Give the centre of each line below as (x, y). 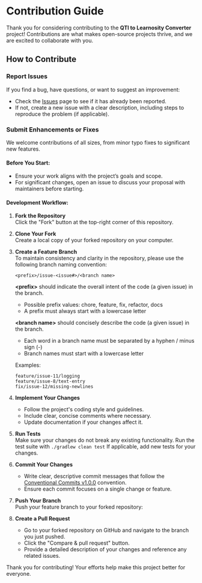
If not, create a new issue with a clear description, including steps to (99, 107)
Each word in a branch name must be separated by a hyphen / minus (109, 341)
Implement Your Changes (47, 398)
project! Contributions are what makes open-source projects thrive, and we (99, 34)
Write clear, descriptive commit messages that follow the (94, 476)
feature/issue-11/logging (47, 376)
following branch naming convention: (61, 265)
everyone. (19, 574)
